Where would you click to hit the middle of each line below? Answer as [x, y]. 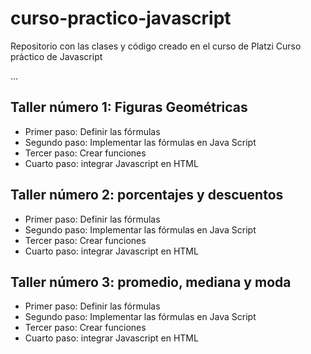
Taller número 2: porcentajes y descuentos [147, 195]
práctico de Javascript [56, 56]
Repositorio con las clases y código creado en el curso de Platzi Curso [156, 46]
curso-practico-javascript [121, 18]
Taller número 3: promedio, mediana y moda [151, 282]
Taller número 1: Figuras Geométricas [129, 107]
